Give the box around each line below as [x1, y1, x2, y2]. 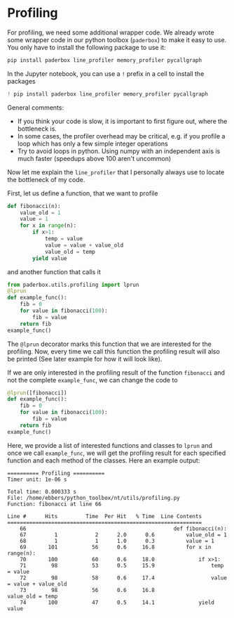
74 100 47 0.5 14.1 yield [20, 599, 215, 606]
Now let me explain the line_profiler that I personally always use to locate [7, 167, 225, 176]
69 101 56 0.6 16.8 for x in [20, 543, 212, 551]
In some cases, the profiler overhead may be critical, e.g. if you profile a [17, 131, 226, 140]
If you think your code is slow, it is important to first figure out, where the [17, 117, 228, 125]
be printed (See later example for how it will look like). [7, 354, 163, 363]
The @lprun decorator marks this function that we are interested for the [7, 340, 212, 348]
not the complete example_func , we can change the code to [7, 375, 178, 384]
